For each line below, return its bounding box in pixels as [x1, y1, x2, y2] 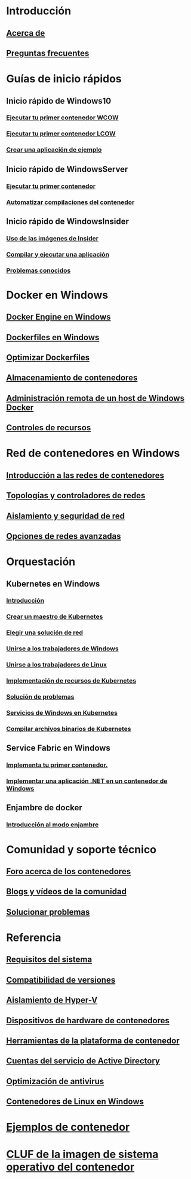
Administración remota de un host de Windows [6, 393, 185, 403]
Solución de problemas [6, 693, 75, 701]
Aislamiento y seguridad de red [6, 511, 125, 521]
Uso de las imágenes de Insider [6, 234, 98, 242]
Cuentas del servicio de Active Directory [6, 1056, 160, 1066]
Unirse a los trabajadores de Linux [6, 661, 107, 669]
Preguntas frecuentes [6, 48, 90, 58]
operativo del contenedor [6, 1161, 135, 1174]
